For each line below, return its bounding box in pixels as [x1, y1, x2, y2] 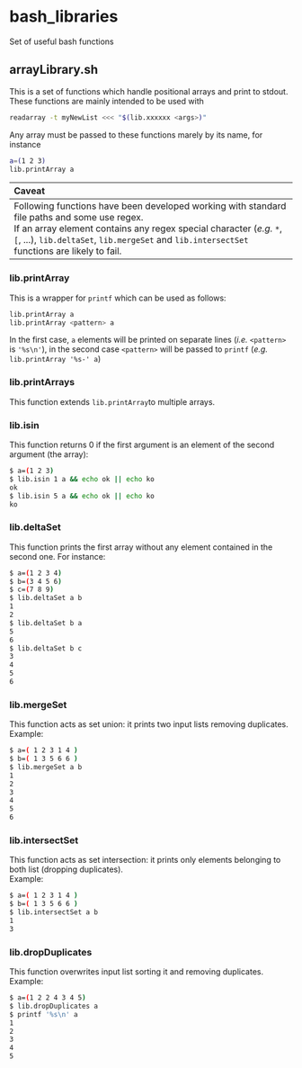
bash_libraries [9, 6, 119, 27]
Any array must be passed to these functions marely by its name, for [9, 129, 263, 140]
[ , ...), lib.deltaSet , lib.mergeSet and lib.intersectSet [13, 234, 249, 247]
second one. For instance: [9, 551, 106, 561]
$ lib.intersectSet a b [9, 908, 99, 917]
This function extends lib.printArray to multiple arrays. [9, 396, 216, 407]
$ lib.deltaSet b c [9, 643, 83, 653]
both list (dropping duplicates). [9, 864, 124, 875]
